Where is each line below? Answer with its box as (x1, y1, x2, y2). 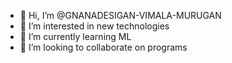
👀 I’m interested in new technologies (19, 20, 170, 32)
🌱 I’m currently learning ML (19, 31, 132, 42)
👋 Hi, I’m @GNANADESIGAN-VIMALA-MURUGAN (19, 10, 222, 21)
